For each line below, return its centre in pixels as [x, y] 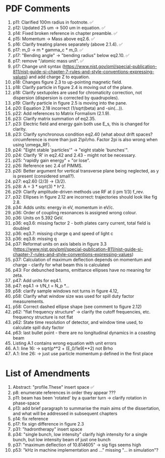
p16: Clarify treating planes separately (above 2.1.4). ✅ [68, 44]
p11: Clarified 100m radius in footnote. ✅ [53, 22]
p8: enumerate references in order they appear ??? [64, 392]
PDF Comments [38, 9]
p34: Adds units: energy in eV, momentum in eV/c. [63, 207]
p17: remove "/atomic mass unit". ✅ [48, 61]
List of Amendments [48, 373]
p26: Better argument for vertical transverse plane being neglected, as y [86, 171]
